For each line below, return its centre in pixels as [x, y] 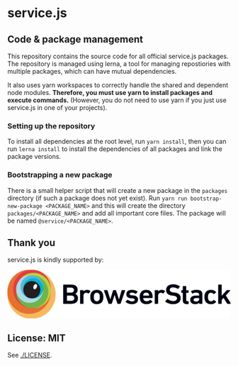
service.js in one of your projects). [57, 107]
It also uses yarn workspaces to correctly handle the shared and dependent [118, 85]
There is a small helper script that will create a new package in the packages [118, 190]
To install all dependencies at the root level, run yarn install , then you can [117, 142]
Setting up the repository [51, 126]
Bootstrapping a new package [60, 175]
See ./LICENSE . [30, 355]
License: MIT [36, 338]
